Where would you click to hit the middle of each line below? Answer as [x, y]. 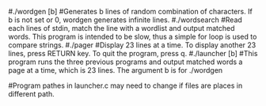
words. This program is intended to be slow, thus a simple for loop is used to [133, 36]
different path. [31, 94]
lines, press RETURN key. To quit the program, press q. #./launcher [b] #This [133, 53]
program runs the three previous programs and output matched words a [125, 62]
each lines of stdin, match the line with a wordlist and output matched [122, 28]
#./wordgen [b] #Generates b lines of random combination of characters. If [131, 11]
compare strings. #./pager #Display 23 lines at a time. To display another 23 [132, 45]
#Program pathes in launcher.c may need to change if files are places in [125, 85]
